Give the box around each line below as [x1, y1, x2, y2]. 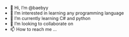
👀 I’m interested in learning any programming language [10, 10, 124, 16]
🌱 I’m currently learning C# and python [10, 15, 91, 21]
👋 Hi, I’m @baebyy [10, 5, 49, 10]
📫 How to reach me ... [10, 26, 57, 32]
